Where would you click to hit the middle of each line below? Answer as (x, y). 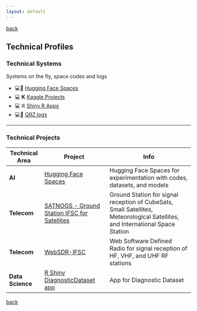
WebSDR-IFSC (65, 252)
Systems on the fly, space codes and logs (57, 77)
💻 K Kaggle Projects (40, 97)
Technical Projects (33, 138)
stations (120, 263)
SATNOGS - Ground (72, 206)
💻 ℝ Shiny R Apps (37, 106)
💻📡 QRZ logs (31, 115)
